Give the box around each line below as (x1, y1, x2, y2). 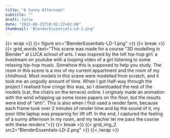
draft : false (5, 17, 33, 22)
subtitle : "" (5, 12, 33, 17)
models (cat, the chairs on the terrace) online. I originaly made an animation (5, 89, 165, 95)
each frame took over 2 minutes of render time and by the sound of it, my (5, 105, 160, 112)
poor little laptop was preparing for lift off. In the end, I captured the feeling (5, 111, 163, 117)
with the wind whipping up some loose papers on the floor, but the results (5, 95, 161, 101)
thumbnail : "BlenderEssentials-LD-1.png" (5, 26, 95, 32)
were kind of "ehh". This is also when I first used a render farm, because (5, 100, 158, 106)
